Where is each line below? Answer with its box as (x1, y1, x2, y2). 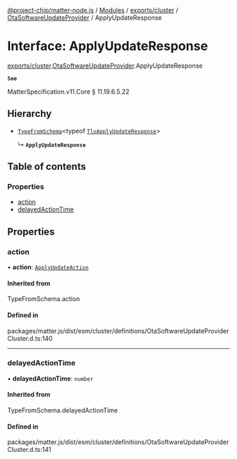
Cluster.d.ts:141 (7, 446, 51, 454)
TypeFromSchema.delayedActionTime (7, 406, 119, 415)
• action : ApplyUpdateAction (7, 263, 90, 271)
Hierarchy (7, 108, 52, 120)
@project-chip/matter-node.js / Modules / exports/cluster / (7, 6, 178, 14)
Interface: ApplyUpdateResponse (7, 38, 208, 54)
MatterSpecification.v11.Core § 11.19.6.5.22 (7, 87, 130, 96)
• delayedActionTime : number (7, 374, 94, 383)
